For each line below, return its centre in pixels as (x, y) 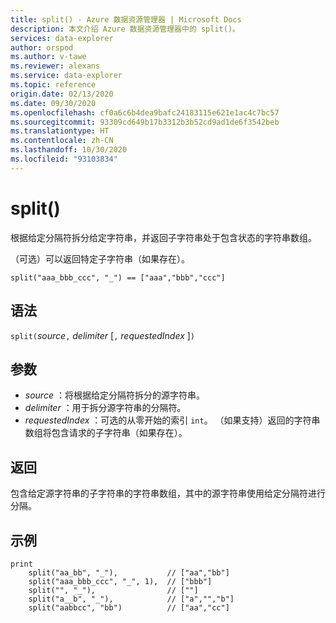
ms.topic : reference (53, 85)
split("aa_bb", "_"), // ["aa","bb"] (129, 572)
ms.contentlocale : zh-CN (62, 141)
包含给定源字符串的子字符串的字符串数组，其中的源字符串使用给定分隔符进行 (168, 493)
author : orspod (42, 47)
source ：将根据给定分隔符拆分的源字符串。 (114, 395)
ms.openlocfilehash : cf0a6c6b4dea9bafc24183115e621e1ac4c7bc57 (145, 112)
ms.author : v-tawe (48, 57)
